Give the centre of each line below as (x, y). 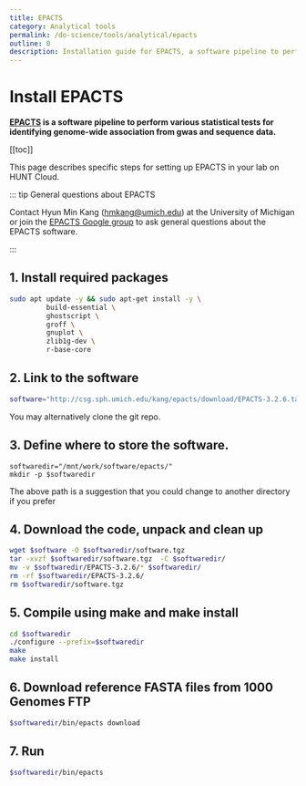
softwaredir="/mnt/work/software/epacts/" (91, 466)
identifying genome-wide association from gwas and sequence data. (143, 132)
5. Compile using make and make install (124, 613)
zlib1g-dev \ (71, 341)
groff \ (61, 325)
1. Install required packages (89, 278)
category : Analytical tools (63, 26)
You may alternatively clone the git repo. (85, 417)
